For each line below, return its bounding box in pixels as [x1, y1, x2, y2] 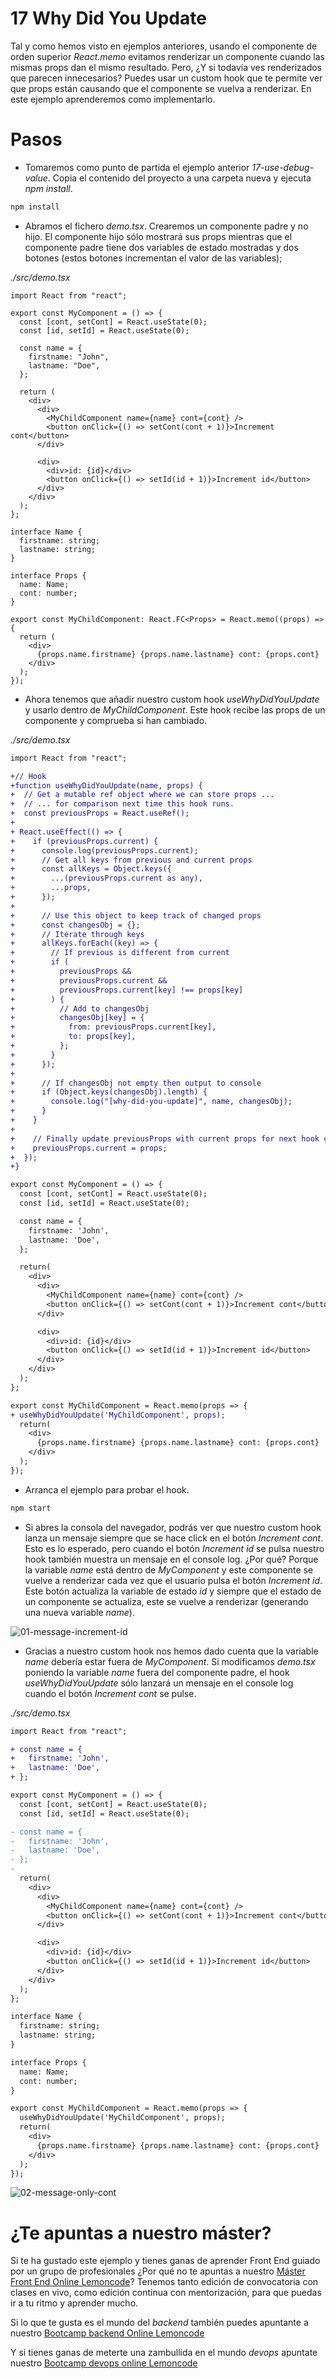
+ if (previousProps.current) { [10, 836, 159, 846]
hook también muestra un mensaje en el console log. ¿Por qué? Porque [24, 1553, 319, 1565]
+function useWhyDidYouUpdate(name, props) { [10, 780, 203, 791]
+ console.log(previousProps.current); [10, 845, 199, 856]
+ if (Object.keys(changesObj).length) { [10, 1087, 208, 1097]
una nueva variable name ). [24, 1606, 135, 1618]
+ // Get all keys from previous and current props [10, 855, 253, 865]
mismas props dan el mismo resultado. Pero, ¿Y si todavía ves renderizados [10, 61, 322, 73]
